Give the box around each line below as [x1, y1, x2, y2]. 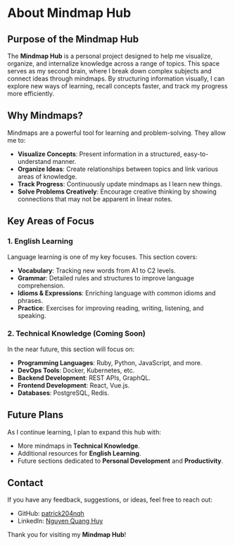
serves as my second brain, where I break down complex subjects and [7, 67, 212, 75]
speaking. [17, 311, 46, 319]
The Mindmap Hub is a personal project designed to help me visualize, [7, 52, 213, 60]
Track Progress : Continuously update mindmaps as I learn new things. [17, 179, 223, 188]
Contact [7, 477, 44, 489]
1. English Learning [7, 237, 74, 247]
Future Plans [7, 409, 64, 421]
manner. [52, 157, 77, 165]
